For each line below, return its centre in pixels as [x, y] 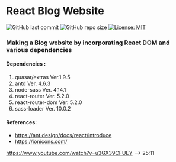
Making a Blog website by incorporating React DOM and [88, 43]
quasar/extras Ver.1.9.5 [42, 77]
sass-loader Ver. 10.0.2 [43, 109]
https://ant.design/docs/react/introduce [63, 135]
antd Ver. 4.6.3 [33, 83]
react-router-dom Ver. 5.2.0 [48, 102]
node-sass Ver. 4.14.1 [40, 90]
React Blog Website [55, 11]
